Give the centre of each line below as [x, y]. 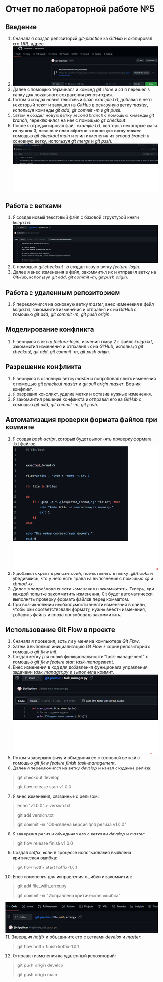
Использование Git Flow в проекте [60, 630]
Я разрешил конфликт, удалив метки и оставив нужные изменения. [82, 394]
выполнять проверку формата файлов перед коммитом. [71, 599]
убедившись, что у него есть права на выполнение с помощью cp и [83, 578]
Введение [21, 27]
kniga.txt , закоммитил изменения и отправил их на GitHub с [74, 309]
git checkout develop [38, 777]
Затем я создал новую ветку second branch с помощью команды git [83, 115]
